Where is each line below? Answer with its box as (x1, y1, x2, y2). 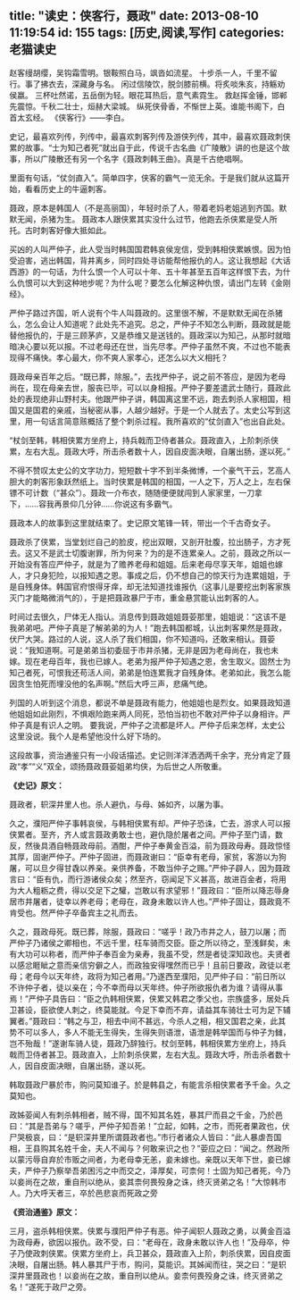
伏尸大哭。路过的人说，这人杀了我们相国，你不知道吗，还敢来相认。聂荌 (9, 633, 275, 644)
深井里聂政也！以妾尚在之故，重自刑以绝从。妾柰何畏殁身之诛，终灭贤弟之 (9, 1270, 283, 1280)
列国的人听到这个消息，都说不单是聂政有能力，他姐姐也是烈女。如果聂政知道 (9, 697, 291, 708)
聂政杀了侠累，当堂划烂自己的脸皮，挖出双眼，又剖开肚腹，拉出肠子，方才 (9, 536, 283, 547)
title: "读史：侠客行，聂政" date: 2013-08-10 (9, 8, 259, 24)
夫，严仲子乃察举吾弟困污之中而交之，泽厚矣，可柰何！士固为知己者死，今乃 (9, 1165, 291, 1176)
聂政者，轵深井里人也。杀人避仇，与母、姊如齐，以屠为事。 (9, 799, 229, 809)
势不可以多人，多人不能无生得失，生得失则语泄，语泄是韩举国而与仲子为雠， (9, 1027, 291, 1037)
